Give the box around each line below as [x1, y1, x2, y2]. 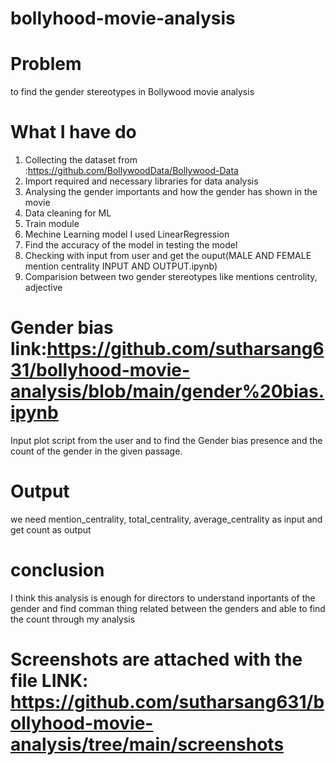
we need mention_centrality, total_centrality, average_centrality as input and [10, 513, 323, 525]
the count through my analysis [10, 613, 136, 625]
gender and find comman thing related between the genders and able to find [10, 602, 326, 614]
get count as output [10, 523, 92, 536]
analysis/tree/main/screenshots [10, 733, 285, 756]
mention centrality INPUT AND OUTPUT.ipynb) [24, 260, 218, 272]
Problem [10, 53, 82, 76]
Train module [24, 218, 80, 230]
